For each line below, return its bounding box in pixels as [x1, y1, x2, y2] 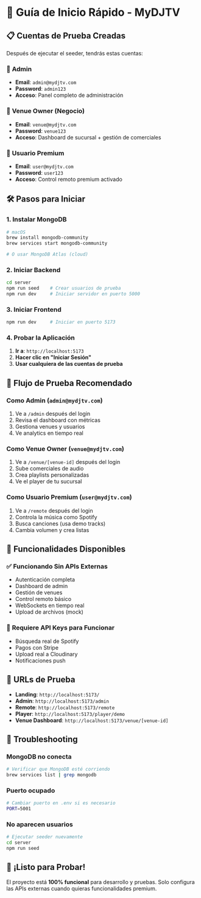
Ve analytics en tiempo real [15, 429, 83, 437]
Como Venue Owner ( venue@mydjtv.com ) [6, 444, 125, 453]
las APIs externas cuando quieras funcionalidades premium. [6, 885, 157, 892]
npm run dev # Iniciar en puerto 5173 [6, 319, 116, 325]
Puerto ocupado [6, 786, 55, 795]
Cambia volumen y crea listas [15, 526, 90, 533]
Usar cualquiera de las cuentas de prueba [15, 360, 123, 368]
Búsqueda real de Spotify [15, 637, 79, 645]
